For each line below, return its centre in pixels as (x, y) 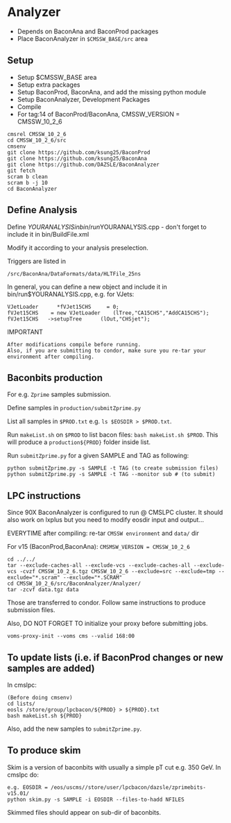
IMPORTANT (25, 332)
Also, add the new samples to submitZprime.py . (75, 729)
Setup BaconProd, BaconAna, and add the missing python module (112, 92)
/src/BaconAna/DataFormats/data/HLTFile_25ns (74, 274)
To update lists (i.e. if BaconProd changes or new (115, 657)
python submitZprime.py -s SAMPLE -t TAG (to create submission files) (113, 468)
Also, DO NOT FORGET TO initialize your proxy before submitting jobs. (108, 623)
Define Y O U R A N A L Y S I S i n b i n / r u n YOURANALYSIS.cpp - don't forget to (107, 227)
